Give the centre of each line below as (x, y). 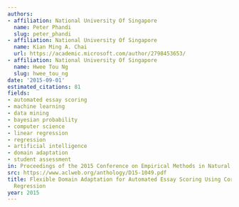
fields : (19, 93)
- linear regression (38, 133)
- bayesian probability (43, 120)
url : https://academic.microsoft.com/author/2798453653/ (100, 54)
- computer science (36, 126)
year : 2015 (23, 193)
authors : (20, 14)
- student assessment (39, 160)
